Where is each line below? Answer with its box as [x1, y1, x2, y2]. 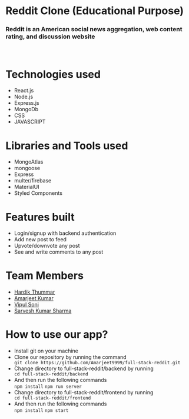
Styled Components [14, 189, 63, 197]
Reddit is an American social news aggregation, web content [5, 25, 183, 34]
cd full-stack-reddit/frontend [14, 395, 91, 401]
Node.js [14, 93, 34, 101]
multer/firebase [14, 177, 52, 184]
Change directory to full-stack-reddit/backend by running [14, 365, 154, 372]
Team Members [5, 269, 84, 282]
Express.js [14, 99, 39, 107]
